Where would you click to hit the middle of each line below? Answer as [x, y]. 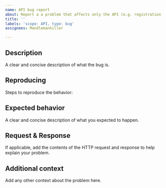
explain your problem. [27, 153]
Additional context [34, 168]
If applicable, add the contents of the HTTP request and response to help [80, 148]
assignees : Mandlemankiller [34, 28]
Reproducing [26, 80]
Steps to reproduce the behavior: [39, 92]
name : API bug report [28, 10]
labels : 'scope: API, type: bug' [40, 24]
